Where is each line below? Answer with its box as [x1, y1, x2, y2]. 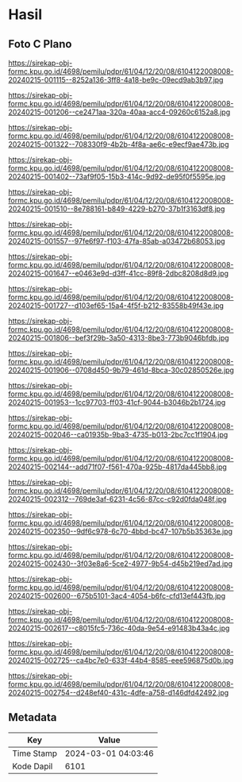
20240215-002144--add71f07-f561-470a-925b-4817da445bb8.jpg [8, 462, 228, 472]
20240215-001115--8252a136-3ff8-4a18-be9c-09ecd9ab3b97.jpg [8, 75, 224, 84]
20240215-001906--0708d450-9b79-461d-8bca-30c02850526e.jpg [8, 365, 234, 375]
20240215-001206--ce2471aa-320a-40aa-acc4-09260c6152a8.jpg [8, 107, 231, 117]
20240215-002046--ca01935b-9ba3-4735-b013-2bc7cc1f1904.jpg [8, 430, 229, 439]
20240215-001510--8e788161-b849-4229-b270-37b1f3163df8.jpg [8, 204, 225, 214]
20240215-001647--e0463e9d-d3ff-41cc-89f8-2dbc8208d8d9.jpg [8, 268, 229, 278]
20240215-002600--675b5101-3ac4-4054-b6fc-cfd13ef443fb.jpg [8, 591, 226, 600]
